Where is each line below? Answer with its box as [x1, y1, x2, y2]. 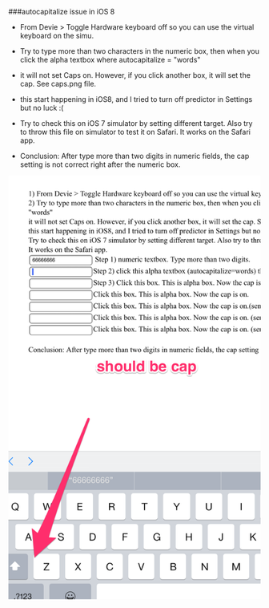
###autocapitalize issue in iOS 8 [8, 7, 115, 16]
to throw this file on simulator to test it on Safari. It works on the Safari [19, 128, 251, 136]
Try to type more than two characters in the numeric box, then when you [19, 47, 260, 55]
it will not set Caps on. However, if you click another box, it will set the [19, 71, 251, 79]
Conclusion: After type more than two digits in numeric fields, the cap [19, 152, 250, 160]
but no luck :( [19, 103, 64, 112]
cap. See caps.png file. [19, 79, 97, 88]
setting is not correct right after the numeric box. [19, 160, 181, 169]
